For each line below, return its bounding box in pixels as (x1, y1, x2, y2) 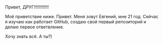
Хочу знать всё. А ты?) (5, 34, 52, 39)
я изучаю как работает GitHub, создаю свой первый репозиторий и (5, 19, 147, 24)
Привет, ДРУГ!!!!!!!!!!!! (5, 4, 49, 10)
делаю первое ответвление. (5, 24, 65, 30)
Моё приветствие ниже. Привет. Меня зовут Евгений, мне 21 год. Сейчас (5, 14, 159, 19)
